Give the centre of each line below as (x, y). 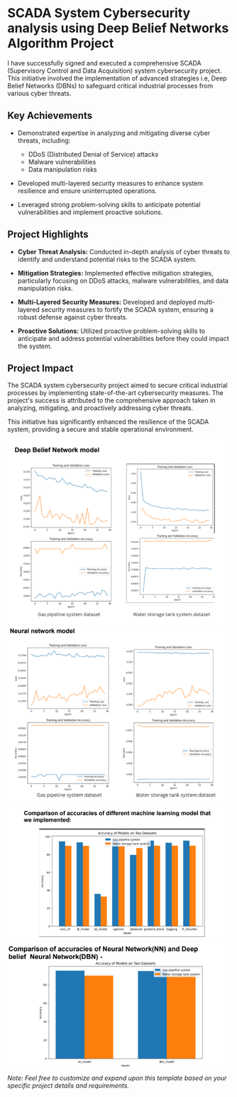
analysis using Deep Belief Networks (118, 28)
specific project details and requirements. (68, 1086)
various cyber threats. (39, 93)
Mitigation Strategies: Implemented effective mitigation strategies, (116, 273)
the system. (35, 346)
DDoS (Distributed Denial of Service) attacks (93, 154)
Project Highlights (48, 235)
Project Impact (40, 368)
